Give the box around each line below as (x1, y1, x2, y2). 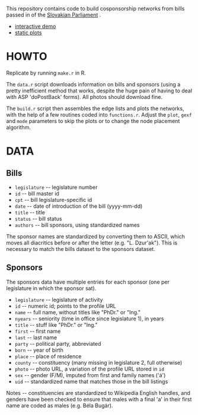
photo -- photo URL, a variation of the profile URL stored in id (14, 365, 165, 372)
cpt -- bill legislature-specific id (14, 196, 92, 203)
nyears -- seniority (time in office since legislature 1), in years (14, 315, 164, 322)
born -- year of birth (14, 346, 63, 353)
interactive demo (14, 23, 56, 30)
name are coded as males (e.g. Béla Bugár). (6, 402, 113, 409)
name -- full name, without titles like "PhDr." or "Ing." (14, 308, 141, 316)
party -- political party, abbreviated (14, 340, 101, 347)
